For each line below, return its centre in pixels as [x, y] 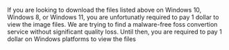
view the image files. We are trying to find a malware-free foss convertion [112, 24]
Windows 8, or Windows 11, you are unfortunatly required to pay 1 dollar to [113, 17]
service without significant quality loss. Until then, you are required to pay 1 [114, 32]
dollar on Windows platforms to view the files [72, 39]
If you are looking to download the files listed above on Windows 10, [104, 10]
